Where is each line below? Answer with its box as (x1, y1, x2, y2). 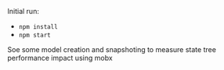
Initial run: (7, 7, 40, 16)
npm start (18, 31, 52, 39)
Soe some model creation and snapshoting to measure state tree (7, 45, 217, 54)
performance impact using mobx (7, 54, 113, 62)
